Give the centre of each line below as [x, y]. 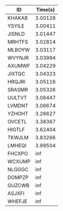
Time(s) [45, 10]
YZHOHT [18, 114]
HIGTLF [16, 130]
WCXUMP [19, 161]
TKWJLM [18, 138]
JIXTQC [16, 74]
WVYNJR [18, 58]
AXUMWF [19, 66]
